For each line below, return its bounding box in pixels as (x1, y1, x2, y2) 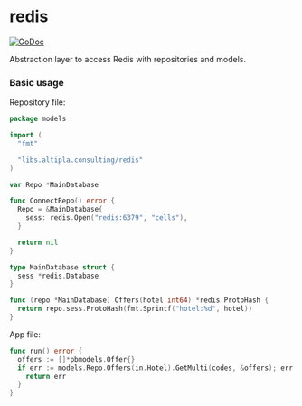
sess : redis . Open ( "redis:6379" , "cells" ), (25, 213, 188, 222)
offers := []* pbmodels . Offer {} (17, 354, 136, 364)
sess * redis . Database (17, 271, 99, 280)
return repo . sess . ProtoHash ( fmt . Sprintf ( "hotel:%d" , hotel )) (17, 305, 253, 314)
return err (25, 372, 67, 381)
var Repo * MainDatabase (9, 180, 99, 189)
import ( (9, 131, 42, 140)
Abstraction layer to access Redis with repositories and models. (9, 53, 247, 64)
